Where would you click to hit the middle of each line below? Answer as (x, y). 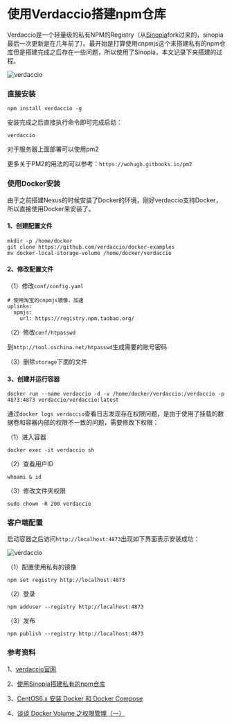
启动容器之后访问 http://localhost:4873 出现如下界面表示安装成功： (104, 539)
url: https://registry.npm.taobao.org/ (77, 318)
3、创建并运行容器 (34, 379)
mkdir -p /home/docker (40, 241)
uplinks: (20, 306)
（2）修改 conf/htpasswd (42, 332)
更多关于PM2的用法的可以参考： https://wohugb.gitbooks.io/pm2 (100, 164)
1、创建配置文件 (30, 226)
